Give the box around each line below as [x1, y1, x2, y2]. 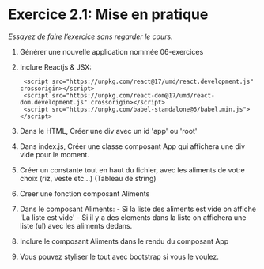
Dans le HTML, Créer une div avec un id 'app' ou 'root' [19, 126, 198, 135]
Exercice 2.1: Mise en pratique [8, 6, 209, 24]
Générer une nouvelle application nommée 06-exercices [19, 47, 204, 56]
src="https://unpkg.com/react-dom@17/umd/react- [51, 91, 215, 100]
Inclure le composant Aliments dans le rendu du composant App [19, 236, 229, 246]
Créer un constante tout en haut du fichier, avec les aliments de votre [19, 165, 245, 175]
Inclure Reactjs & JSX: [19, 62, 92, 72]
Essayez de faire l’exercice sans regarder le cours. [8, 32, 173, 41]
